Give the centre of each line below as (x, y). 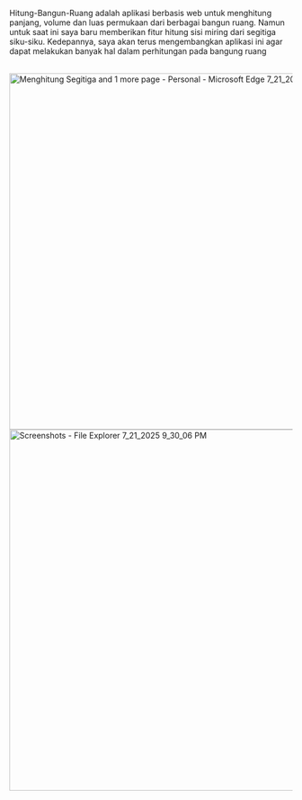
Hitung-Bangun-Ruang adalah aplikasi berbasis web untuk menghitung (141, 13)
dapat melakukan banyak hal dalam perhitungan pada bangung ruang (138, 51)
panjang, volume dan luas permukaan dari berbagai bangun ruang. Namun (147, 22)
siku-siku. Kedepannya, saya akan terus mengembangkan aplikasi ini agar (146, 41)
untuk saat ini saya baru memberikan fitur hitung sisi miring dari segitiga (143, 32)
